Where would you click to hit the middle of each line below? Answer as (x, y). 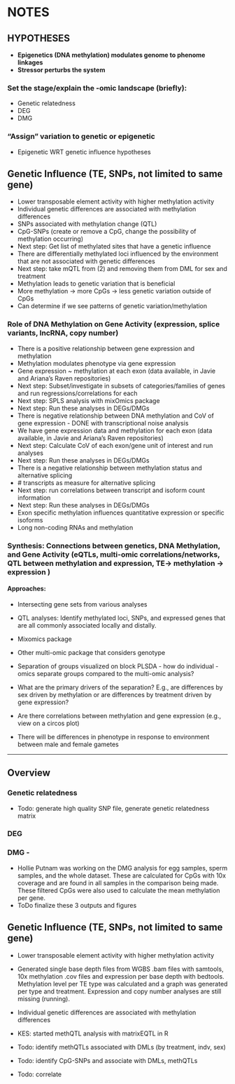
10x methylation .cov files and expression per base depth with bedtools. (121, 976)
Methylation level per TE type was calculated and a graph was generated (122, 984)
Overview (29, 773)
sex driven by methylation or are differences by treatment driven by (114, 694)
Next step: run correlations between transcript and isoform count (111, 490)
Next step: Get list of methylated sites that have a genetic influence (114, 246)
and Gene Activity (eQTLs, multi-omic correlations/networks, (114, 554)
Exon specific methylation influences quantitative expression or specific (121, 513)
